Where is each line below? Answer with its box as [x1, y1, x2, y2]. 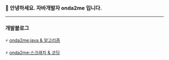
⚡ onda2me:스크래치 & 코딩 [5, 49, 60, 55]
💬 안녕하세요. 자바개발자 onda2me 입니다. [5, 4, 102, 11]
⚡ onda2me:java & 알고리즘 [5, 37, 60, 43]
